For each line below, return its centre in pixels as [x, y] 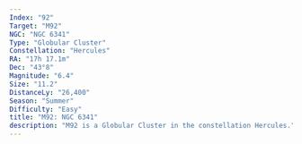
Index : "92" [31, 17]
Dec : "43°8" [31, 68]
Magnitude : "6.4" [42, 76]
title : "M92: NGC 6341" [54, 117]
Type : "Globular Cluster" [58, 42]
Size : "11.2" [34, 84]
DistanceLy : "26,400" [50, 92]
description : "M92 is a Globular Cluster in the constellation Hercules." [152, 126]
